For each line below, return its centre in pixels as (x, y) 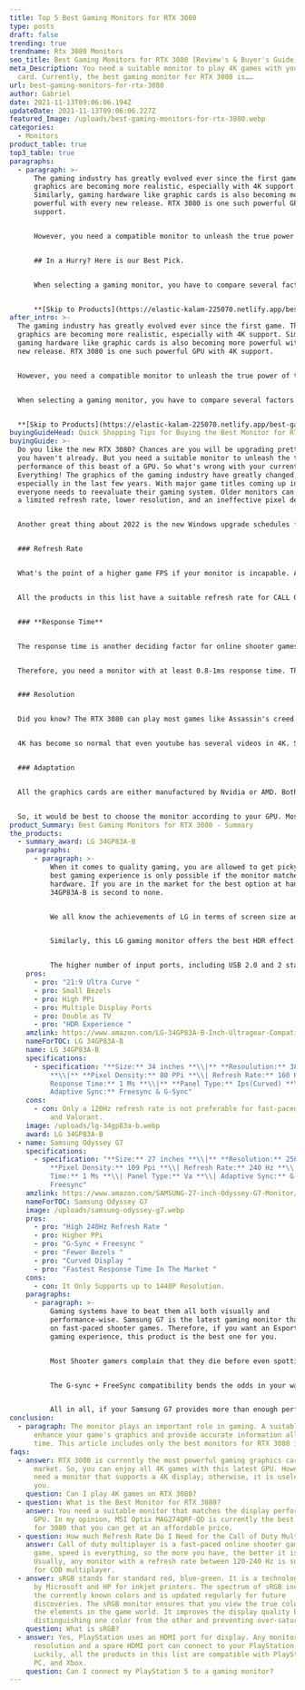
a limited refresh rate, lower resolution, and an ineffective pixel (152, 500)
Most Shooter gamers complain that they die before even (160, 1361)
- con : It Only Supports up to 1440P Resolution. (129, 1286)
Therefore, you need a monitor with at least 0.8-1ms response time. (152, 671)
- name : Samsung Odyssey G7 (71, 1143)
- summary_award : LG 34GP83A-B (77, 842)
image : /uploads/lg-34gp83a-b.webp (93, 1125)
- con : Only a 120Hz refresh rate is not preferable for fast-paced (166, 1109)
